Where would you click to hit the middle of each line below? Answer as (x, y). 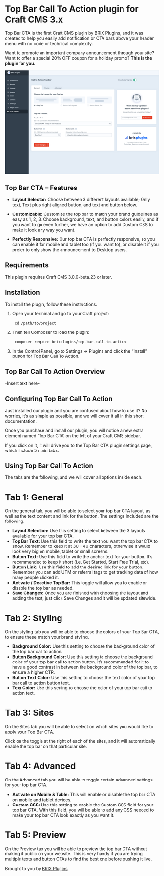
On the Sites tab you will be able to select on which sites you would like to (79, 727)
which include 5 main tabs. (32, 450)
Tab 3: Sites (30, 713)
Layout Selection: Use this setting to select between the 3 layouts (79, 531)
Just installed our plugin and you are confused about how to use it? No (76, 410)
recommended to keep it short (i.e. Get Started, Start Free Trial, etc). (81, 562)
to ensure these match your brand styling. (47, 637)
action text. (23, 693)
